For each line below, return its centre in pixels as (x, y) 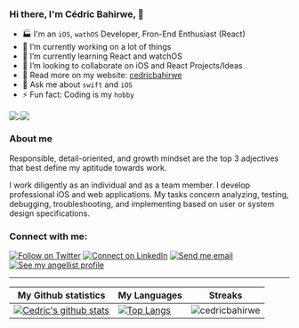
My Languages (150, 295)
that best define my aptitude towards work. (88, 167)
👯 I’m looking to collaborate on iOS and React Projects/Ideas (132, 66)
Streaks (226, 295)
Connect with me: (48, 236)
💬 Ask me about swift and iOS (77, 84)
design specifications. (50, 213)
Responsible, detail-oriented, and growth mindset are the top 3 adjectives (144, 158)
